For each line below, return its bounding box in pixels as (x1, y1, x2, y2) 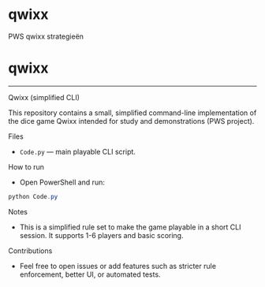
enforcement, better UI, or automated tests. (19, 270, 161, 279)
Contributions (8, 246, 53, 255)
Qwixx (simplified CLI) (8, 92, 80, 102)
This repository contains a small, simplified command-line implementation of (8, 108, 257, 117)
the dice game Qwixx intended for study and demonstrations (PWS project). (8, 116, 255, 125)
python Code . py (8, 192, 58, 200)
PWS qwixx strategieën (8, 32, 84, 41)
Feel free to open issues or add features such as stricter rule (19, 261, 217, 270)
